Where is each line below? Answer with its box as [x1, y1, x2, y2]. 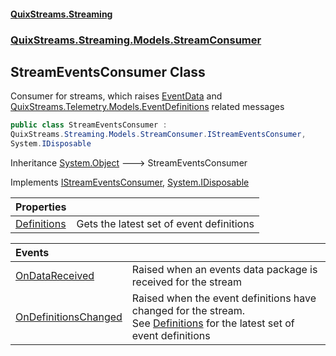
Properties [15, 200, 67, 214]
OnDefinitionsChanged [15, 310, 123, 324]
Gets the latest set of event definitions [76, 216, 255, 230]
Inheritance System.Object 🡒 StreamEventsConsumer [10, 156, 248, 169]
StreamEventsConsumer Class [10, 63, 206, 80]
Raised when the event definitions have [131, 291, 317, 305]
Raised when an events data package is [131, 262, 318, 276]
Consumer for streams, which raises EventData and [10, 90, 223, 102]
